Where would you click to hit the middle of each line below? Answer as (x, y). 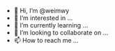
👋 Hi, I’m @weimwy (41, 11)
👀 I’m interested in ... (43, 18)
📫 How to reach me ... (46, 40)
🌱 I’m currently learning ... (51, 25)
